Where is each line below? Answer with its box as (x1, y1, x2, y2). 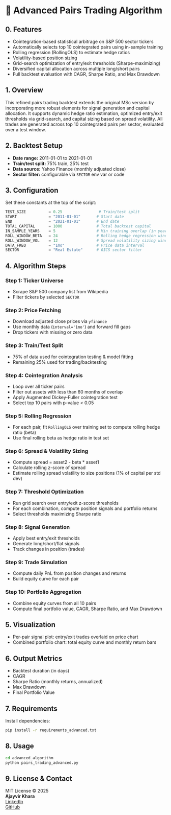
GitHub (5, 804, 20, 810)
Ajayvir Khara (5, 793, 35, 799)
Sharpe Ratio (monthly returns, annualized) (12, 679, 103, 685)
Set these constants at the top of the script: (5, 199, 97, 206)
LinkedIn (5, 799, 23, 805)
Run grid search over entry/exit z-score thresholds (12, 500, 119, 506)
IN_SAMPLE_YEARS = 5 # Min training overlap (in (5, 228, 156, 234)
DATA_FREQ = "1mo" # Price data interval (5, 243, 145, 248)
